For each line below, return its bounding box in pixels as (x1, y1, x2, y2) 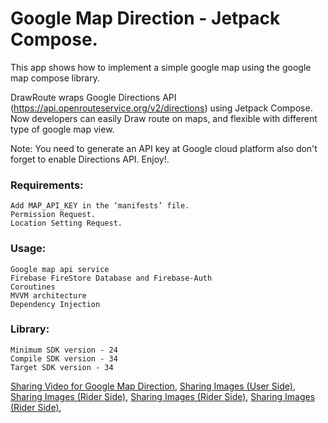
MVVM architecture (10, 290, 87, 301)
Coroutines (10, 282, 56, 292)
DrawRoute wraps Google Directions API (10, 91, 177, 103)
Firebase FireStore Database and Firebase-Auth (10, 273, 213, 283)
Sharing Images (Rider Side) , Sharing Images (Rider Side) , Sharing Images (10, 390, 316, 402)
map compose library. (10, 72, 101, 84)
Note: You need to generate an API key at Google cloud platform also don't (10, 142, 318, 154)
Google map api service (10, 264, 110, 274)
